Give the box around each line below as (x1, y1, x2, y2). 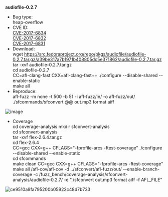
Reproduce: (12, 88, 37, 94)
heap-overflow (12, 19, 44, 25)
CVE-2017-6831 (12, 40, 46, 46)
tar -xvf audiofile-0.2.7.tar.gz (12, 62, 72, 67)
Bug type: (12, 14, 33, 19)
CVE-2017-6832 (12, 35, 47, 41)
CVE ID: (12, 24, 29, 30)
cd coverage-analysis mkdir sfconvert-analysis (12, 123, 110, 129)
